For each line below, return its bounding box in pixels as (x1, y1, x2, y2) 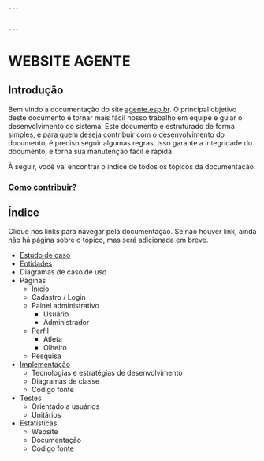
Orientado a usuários (31, 402, 100, 411)
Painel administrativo (31, 301, 100, 311)
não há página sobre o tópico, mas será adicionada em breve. (8, 235, 209, 245)
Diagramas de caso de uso (19, 267, 107, 277)
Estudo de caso (19, 251, 71, 260)
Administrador (43, 318, 90, 327)
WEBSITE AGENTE (8, 52, 131, 70)
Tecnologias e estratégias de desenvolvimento (31, 368, 183, 378)
